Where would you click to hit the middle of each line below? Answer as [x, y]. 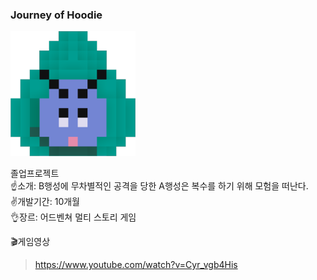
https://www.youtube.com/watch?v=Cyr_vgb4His [136, 265]
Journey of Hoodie [56, 15]
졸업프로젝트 [35, 174]
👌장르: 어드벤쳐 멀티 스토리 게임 [73, 217]
